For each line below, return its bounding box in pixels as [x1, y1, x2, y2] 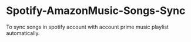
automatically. [6, 29, 40, 36]
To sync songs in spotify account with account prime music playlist [6, 23, 169, 30]
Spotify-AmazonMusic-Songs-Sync [6, 4, 186, 17]
